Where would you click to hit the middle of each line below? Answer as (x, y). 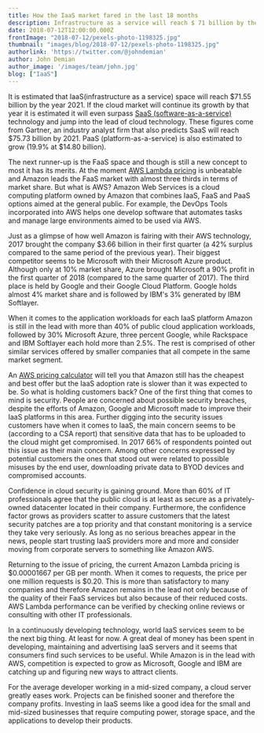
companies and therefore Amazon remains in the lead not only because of (128, 589)
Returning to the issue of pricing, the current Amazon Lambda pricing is (124, 565)
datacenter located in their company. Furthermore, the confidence (139, 507)
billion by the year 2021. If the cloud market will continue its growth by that (128, 105)
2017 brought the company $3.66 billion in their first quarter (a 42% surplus (130, 244)
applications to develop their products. (71, 720)
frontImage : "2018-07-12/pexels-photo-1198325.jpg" (94, 37)
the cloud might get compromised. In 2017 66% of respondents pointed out (130, 442)
